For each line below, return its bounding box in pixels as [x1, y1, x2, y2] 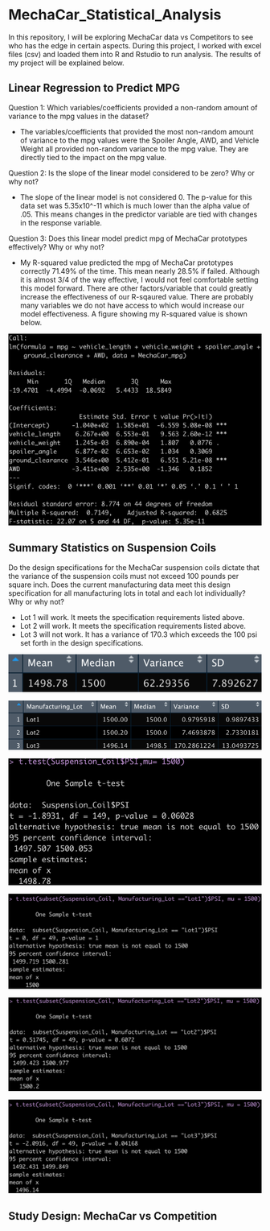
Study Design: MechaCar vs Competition [8, 1209, 218, 1223]
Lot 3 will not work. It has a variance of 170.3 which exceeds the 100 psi [19, 630, 258, 639]
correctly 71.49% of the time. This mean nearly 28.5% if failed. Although [19, 266, 260, 275]
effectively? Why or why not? [8, 242, 104, 251]
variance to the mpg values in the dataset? [8, 111, 149, 121]
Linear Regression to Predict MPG [8, 81, 181, 95]
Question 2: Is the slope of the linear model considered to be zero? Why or [8, 167, 256, 178]
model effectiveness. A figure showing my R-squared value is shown [19, 308, 247, 319]
